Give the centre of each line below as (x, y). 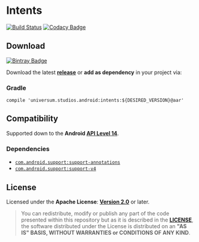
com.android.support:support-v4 (55, 169)
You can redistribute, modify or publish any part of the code (95, 213)
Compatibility (32, 119)
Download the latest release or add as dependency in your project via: (94, 72)
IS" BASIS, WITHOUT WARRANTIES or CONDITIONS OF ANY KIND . (106, 232)
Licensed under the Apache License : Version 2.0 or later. (78, 202)
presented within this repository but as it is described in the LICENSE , (107, 220)
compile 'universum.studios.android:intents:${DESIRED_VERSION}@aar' (95, 101)
